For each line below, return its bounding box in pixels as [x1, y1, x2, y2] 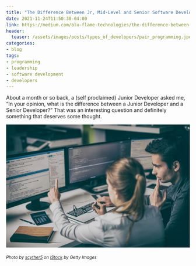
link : [6, 22, 19, 28]
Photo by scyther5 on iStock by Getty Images [6, 255, 97, 261]
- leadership [6, 65, 38, 71]
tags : [6, 53, 19, 59]
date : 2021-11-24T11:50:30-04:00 [6, 15, 87, 22]
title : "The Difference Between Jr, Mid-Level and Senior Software [6, 9, 174, 15]
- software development [6, 71, 64, 77]
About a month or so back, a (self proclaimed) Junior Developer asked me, [6, 94, 185, 101]
